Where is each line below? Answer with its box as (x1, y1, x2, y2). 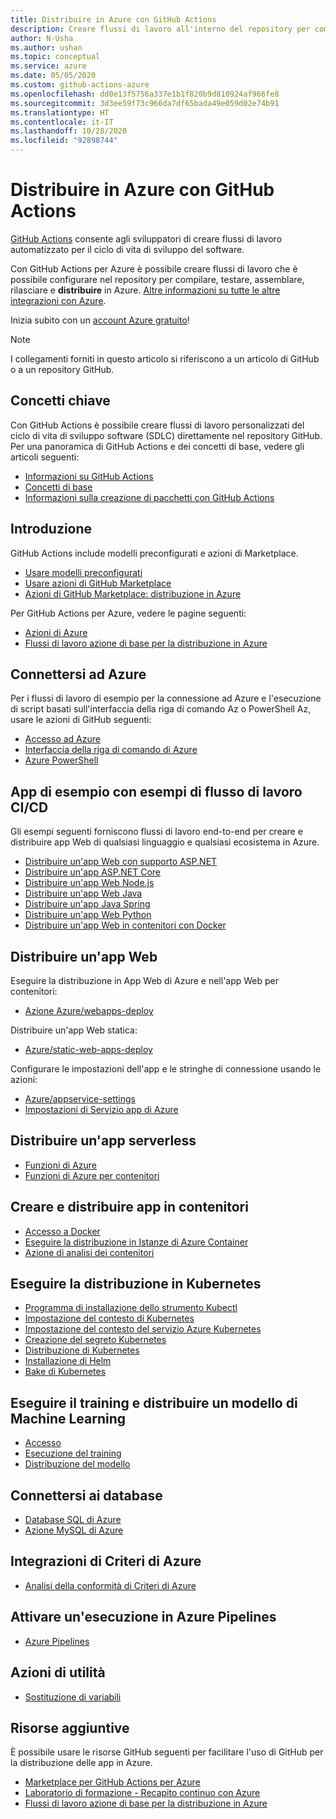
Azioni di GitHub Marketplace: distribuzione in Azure (24, 587, 242, 600)
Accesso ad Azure (24, 733, 101, 745)
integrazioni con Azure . (10, 294, 107, 306)
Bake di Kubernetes (24, 1366, 107, 1378)
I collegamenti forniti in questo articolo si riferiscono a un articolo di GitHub (10, 352, 320, 365)
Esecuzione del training (24, 1447, 122, 1460)
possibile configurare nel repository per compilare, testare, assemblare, (10, 273, 305, 285)
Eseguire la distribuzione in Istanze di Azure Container (24, 1236, 249, 1248)
